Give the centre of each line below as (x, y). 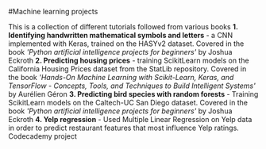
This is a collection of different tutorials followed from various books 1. (123, 27)
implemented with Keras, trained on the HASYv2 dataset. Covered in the (126, 44)
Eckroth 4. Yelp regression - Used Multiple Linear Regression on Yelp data (130, 119)
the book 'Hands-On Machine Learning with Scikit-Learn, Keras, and (121, 77)
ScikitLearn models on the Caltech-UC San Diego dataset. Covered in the (128, 103)
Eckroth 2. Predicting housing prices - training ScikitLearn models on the (129, 60)
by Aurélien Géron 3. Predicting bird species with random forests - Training (133, 94)
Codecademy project (43, 136)
